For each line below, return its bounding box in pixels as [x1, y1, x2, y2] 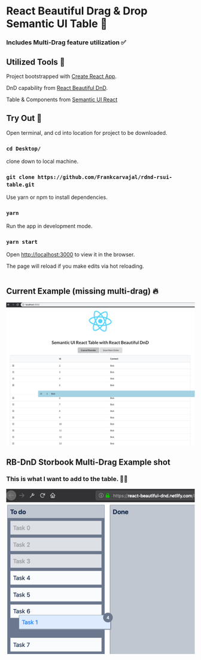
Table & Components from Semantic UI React [6, 96, 118, 103]
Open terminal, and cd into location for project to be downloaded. [6, 129, 167, 136]
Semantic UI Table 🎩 [6, 17, 108, 31]
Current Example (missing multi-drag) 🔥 [6, 286, 159, 296]
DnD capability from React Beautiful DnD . [6, 84, 108, 91]
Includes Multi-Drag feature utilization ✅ [6, 38, 127, 47]
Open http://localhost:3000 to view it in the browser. [6, 250, 135, 258]
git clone [6, 174, 35, 180]
